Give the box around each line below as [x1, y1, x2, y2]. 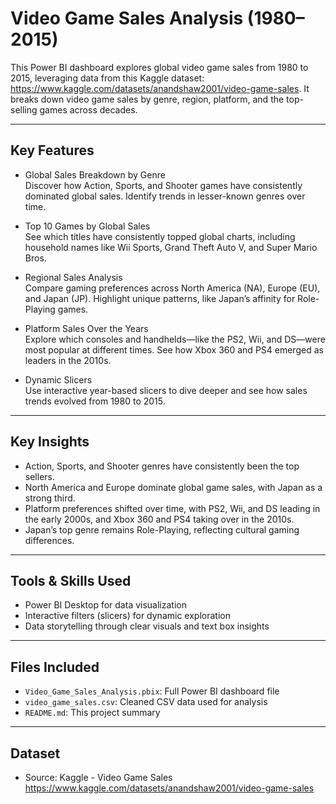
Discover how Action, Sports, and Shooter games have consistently [24, 179, 303, 191]
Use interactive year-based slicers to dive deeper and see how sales [24, 384, 308, 396]
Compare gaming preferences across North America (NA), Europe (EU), [24, 282, 321, 294]
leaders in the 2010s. [24, 354, 112, 366]
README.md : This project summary [24, 707, 161, 719]
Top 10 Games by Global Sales [24, 220, 151, 232]
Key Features [10, 142, 95, 159]
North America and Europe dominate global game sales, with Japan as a [24, 481, 323, 493]
